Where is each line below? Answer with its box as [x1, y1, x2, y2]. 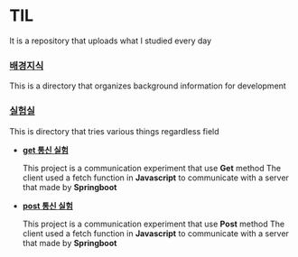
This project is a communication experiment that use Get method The [22, 162, 282, 173]
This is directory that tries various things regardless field [9, 125, 219, 136]
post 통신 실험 [22, 200, 74, 211]
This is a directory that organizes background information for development [9, 80, 286, 91]
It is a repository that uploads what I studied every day [9, 35, 212, 46]
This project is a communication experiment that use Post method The [22, 218, 285, 229]
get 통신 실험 [22, 144, 70, 155]
